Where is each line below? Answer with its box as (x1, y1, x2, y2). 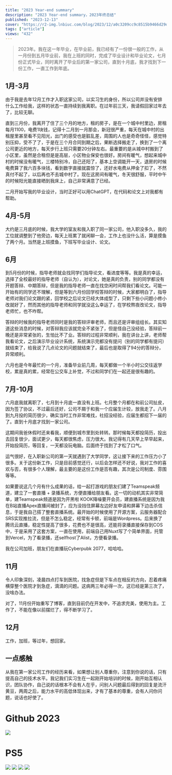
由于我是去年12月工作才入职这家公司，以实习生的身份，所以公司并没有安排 (5, 96, 163, 103)
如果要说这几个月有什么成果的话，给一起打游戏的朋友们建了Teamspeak (5, 483, 156, 490)
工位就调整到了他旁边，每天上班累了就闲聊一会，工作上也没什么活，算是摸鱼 (5, 232, 167, 238)
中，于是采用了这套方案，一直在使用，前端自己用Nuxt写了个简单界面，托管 (5, 528, 164, 535)
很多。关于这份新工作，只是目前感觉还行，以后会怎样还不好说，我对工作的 (5, 460, 162, 466)
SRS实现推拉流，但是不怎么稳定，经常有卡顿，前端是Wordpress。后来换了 (5, 516, 163, 522)
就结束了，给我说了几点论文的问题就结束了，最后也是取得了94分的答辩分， (5, 344, 164, 351)
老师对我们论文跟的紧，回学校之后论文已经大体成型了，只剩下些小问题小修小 (5, 295, 167, 301)
